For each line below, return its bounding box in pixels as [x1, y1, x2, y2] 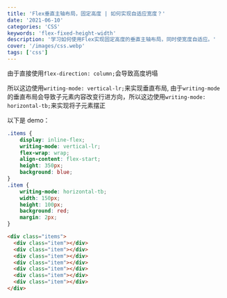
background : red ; [19, 207, 70, 214]
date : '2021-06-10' [7, 17, 64, 24]
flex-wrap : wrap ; [19, 149, 70, 157]
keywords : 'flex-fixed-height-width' [7, 29, 117, 37]
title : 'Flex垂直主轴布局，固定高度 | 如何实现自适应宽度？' [7, 10, 166, 17]
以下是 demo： [7, 116, 50, 124]
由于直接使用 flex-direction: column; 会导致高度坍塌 [7, 69, 158, 77]
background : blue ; [19, 168, 73, 176]
